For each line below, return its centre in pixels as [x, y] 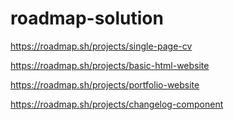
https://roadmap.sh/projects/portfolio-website [105, 84]
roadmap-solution [87, 18]
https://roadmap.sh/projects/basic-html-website [110, 65]
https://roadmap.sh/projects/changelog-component [117, 104]
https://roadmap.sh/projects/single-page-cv [101, 46]
